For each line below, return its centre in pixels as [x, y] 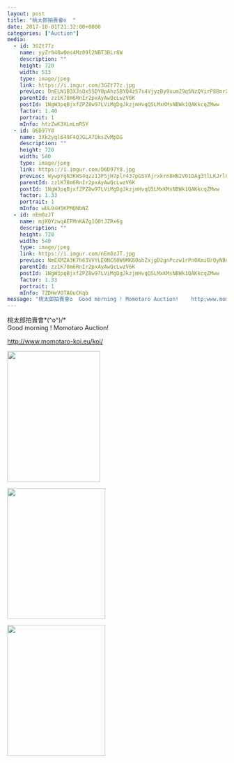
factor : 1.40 [39, 111]
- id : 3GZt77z [34, 46]
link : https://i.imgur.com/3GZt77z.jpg [78, 85]
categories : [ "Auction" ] [43, 33]
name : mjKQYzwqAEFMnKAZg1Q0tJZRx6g [71, 221]
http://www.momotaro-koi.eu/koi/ [55, 341]
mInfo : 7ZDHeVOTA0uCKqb [54, 293]
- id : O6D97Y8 [34, 131]
